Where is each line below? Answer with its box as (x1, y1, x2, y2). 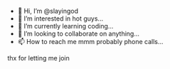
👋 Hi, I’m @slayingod (17, 7, 79, 15)
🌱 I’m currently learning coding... (17, 22, 114, 30)
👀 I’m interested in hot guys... (17, 14, 104, 23)
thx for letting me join (7, 54, 70, 62)
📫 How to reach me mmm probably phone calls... (17, 38, 164, 46)
